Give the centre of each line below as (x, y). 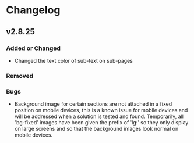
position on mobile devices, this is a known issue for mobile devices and (101, 110)
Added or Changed (33, 48)
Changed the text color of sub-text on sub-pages (73, 60)
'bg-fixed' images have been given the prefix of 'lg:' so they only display (101, 123)
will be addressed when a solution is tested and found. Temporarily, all (99, 116)
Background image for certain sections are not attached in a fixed (93, 104)
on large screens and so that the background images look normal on (96, 129)
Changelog (33, 10)
